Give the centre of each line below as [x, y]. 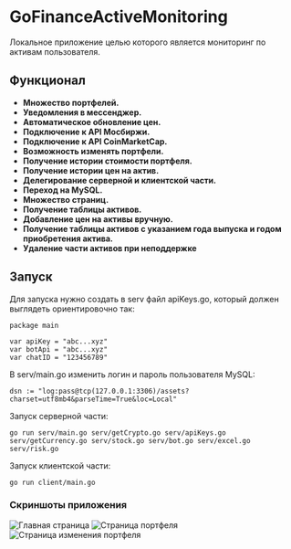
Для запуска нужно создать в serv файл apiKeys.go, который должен [145, 299]
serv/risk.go [34, 449]
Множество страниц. [66, 199]
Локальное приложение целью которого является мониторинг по [138, 42]
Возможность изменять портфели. [93, 151]
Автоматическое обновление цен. [92, 121]
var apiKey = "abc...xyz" [58, 341]
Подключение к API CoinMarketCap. [95, 141]
